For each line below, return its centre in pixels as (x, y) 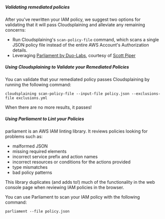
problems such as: (24, 136)
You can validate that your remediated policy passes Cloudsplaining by (78, 79)
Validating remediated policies (38, 7)
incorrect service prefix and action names (55, 156)
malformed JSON (30, 146)
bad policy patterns (32, 172)
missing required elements (39, 151)
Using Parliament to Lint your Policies (45, 119)
